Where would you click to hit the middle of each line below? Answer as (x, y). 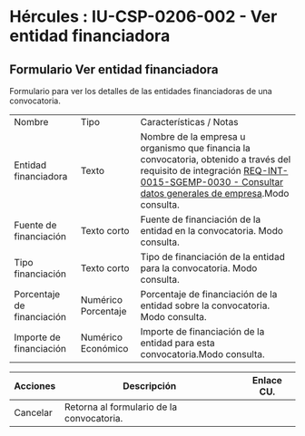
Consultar (263, 182)
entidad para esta (177, 343)
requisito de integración (191, 171)
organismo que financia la (196, 148)
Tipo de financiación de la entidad (213, 257)
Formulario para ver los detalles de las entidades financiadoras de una (141, 91)
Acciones (35, 386)
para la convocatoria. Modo (199, 268)
